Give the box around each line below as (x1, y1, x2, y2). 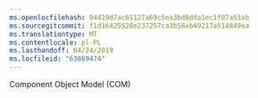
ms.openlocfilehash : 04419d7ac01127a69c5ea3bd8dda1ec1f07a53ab (9, 12, 250, 22)
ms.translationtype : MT (9, 29, 98, 38)
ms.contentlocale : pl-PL (9, 37, 102, 47)
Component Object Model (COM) (9, 79, 131, 89)
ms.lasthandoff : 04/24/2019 (9, 46, 114, 55)
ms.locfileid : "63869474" (9, 54, 105, 63)
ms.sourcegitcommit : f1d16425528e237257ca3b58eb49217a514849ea (9, 21, 250, 30)
